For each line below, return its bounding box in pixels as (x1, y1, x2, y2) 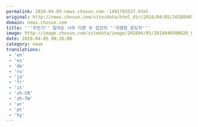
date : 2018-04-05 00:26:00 (6, 36, 72, 42)
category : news (6, 42, 44, 47)
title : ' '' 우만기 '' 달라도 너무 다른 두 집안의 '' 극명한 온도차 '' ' (6, 25, 150, 31)
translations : (6, 47, 41, 53)
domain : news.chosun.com (6, 19, 67, 25)
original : (6, 14, 31, 20)
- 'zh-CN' (8, 90, 33, 96)
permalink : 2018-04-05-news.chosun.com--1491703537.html (6, 8, 149, 15)
